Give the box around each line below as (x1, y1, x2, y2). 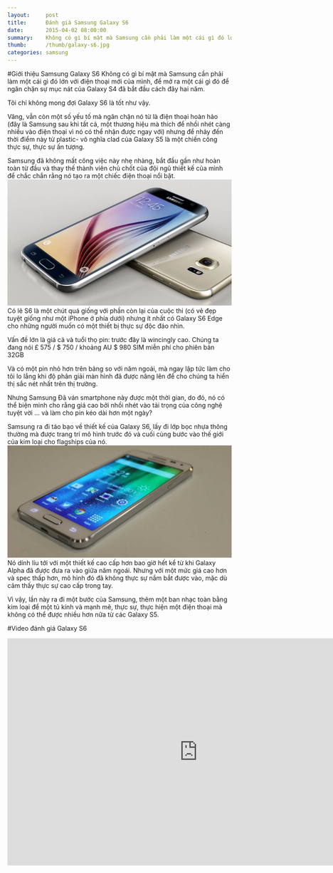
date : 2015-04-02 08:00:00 (7, 26, 107, 33)
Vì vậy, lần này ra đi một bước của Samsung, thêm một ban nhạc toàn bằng (7, 595, 228, 604)
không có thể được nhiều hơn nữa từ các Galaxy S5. (7, 610, 159, 619)
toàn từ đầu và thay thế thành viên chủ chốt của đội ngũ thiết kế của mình (7, 164, 223, 172)
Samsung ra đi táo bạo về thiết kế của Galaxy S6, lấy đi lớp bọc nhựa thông (7, 423, 228, 430)
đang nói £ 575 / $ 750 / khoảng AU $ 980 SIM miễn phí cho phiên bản (7, 343, 215, 351)
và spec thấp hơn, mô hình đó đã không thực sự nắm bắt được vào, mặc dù (7, 574, 228, 582)
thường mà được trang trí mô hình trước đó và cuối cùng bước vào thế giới (7, 430, 224, 438)
